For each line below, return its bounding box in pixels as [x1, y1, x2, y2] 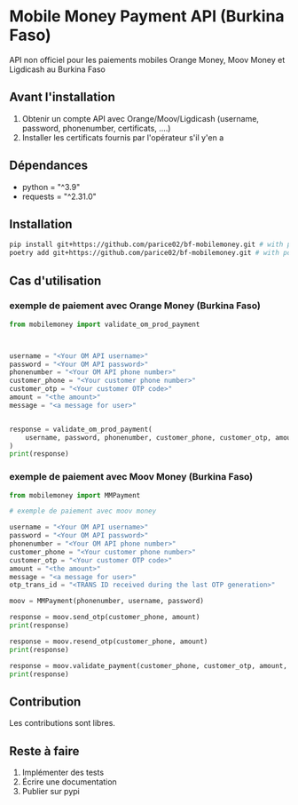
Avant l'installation [9, 90, 115, 105]
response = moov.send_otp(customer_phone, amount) [9, 613, 200, 622]
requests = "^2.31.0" [21, 191, 98, 202]
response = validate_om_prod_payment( [9, 425, 153, 434]
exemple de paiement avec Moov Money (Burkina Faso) [9, 471, 254, 483]
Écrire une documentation [21, 777, 117, 787]
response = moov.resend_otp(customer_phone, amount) [9, 637, 208, 646]
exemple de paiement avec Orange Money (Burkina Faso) [9, 299, 262, 312]
